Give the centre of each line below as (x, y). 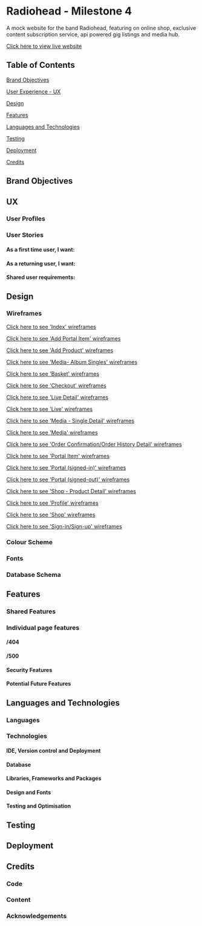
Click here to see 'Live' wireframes (49, 409)
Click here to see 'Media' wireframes (52, 432)
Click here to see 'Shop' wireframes (51, 515)
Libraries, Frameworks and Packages (54, 778)
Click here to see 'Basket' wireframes (53, 373)
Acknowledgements (37, 916)
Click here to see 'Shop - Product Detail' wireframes (71, 491)
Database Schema (34, 575)
